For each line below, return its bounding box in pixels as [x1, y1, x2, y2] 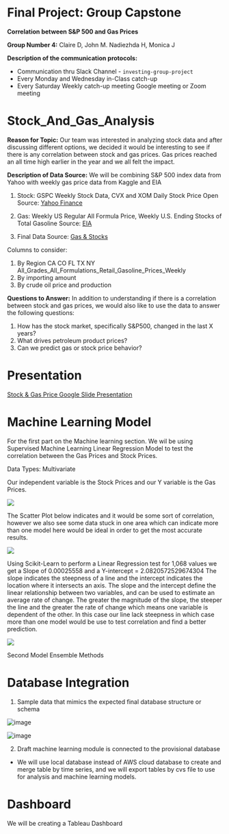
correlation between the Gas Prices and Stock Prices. [7, 451, 158, 459]
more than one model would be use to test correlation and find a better [7, 618, 206, 626]
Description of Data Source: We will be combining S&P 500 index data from [7, 170, 221, 179]
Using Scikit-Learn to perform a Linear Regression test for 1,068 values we [7, 559, 217, 568]
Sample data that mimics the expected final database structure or [16, 697, 202, 706]
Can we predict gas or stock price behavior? [16, 344, 142, 352]
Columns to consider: [7, 245, 68, 254]
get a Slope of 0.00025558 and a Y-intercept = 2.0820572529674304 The [7, 566, 217, 574]
